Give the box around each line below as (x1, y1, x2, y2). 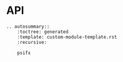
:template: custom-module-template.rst (17, 34, 118, 40)
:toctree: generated (17, 28, 69, 35)
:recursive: (17, 39, 47, 45)
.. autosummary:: (6, 23, 50, 29)
